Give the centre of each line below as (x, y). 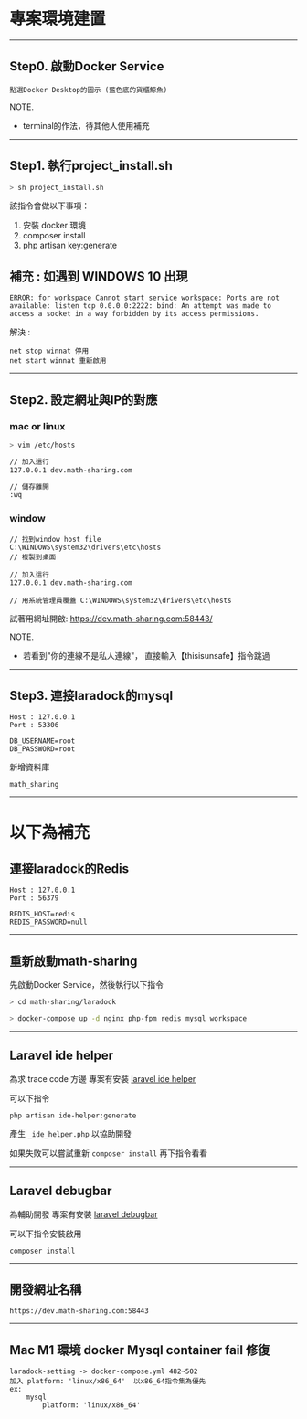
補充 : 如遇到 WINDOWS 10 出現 (99, 276)
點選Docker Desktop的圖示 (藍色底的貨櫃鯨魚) (89, 90)
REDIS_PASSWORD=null (49, 922)
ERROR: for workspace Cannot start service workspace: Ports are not (145, 298)
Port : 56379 (34, 898)
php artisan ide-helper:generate (73, 1116)
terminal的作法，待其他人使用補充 (86, 125)
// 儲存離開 (30, 487)
